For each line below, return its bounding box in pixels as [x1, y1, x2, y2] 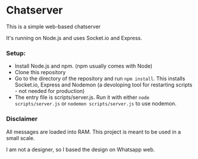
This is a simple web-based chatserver [6, 23, 101, 30]
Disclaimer [6, 115, 38, 123]
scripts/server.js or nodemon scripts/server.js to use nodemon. [14, 100, 177, 107]
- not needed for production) [14, 88, 85, 95]
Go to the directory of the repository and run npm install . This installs [14, 75, 186, 82]
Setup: [6, 49, 26, 57]
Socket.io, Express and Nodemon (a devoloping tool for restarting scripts [14, 81, 193, 88]
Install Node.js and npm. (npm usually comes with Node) [14, 62, 152, 69]
